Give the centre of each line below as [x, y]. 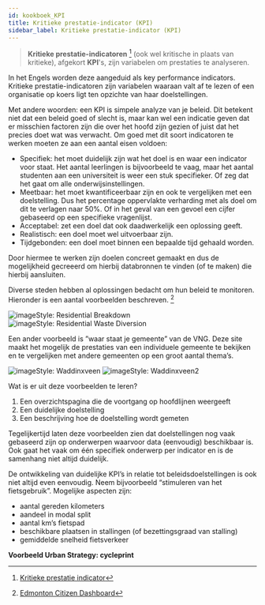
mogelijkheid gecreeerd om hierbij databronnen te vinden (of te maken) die [130, 266]
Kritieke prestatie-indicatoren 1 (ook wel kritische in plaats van [131, 54]
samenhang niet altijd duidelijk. [58, 458]
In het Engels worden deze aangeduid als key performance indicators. [122, 78]
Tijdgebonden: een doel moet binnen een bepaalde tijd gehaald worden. [137, 242]
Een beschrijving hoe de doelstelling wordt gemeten [104, 418]
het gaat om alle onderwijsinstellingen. [82, 184]
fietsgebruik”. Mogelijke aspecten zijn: [70, 490]
